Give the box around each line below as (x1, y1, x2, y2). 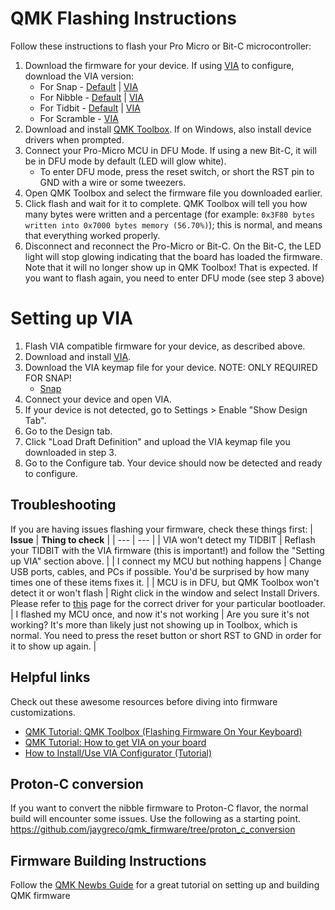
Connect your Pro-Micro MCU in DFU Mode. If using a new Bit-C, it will (24, 144, 317, 156)
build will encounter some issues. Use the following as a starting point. (10, 813, 301, 825)
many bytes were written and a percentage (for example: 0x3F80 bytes (24, 208, 316, 220)
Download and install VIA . (24, 350, 132, 362)
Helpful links (10, 669, 91, 686)
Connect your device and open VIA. (24, 393, 173, 405)
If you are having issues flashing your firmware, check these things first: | (10, 523, 314, 535)
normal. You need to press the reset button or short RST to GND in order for (10, 629, 322, 641)
